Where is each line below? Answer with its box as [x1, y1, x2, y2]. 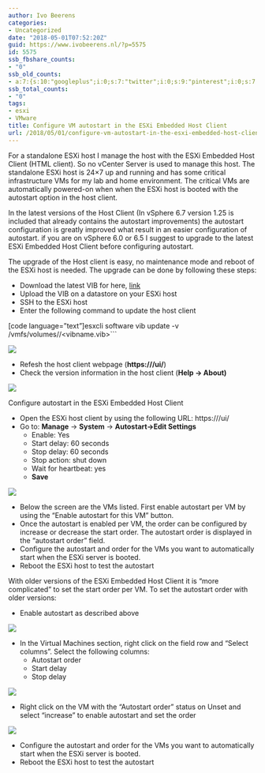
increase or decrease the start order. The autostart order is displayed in [19, 527, 252, 537]
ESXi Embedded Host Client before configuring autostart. [8, 242, 194, 251]
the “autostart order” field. [19, 535, 106, 545]
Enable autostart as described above [19, 608, 140, 617]
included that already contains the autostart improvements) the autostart [8, 216, 244, 226]
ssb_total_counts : [8, 84, 69, 93]
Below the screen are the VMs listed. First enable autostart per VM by [19, 502, 246, 512]
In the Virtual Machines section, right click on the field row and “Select [19, 638, 248, 647]
